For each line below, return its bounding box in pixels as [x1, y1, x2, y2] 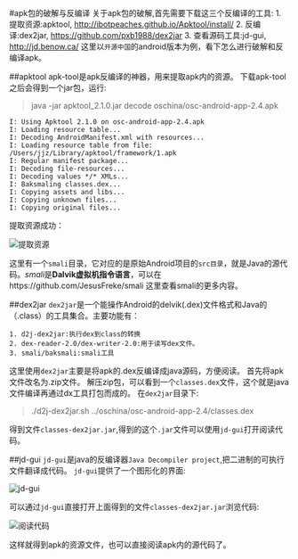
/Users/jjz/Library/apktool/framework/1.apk [9, 149, 177, 158]
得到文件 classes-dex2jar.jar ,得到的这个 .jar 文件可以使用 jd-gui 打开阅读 [9, 424, 276, 434]
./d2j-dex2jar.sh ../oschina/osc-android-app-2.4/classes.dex [30, 406, 254, 416]
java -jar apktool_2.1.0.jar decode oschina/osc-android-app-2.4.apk [30, 101, 278, 111]
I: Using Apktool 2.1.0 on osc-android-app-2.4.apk [9, 118, 205, 127]
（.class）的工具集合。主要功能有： [9, 310, 141, 321]
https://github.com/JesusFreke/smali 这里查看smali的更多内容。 [9, 280, 243, 291]
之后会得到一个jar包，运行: [9, 83, 107, 93]
